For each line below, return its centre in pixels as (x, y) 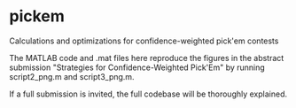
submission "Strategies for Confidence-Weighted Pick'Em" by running (137, 67)
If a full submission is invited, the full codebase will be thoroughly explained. (148, 94)
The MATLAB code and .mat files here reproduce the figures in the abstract (147, 58)
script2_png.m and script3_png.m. (72, 76)
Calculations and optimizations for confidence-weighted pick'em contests (144, 41)
